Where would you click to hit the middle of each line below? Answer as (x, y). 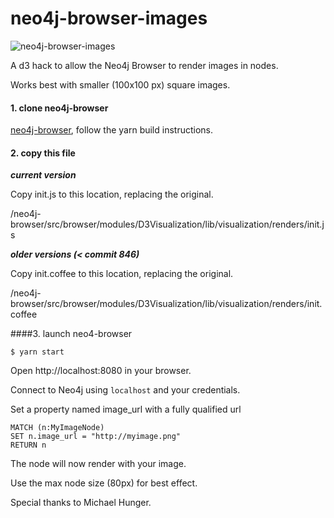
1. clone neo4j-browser (59, 108)
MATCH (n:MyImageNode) (57, 428)
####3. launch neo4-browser (71, 334)
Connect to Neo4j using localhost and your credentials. (125, 390)
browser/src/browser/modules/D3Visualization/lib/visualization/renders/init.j (167, 224)
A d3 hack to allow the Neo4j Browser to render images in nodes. (144, 65)
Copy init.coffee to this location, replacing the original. (122, 274)
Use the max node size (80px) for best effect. (104, 483)
